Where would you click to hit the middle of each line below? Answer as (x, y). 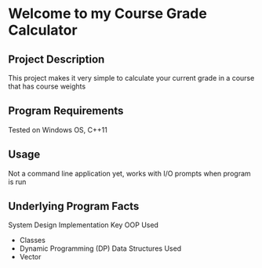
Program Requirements (66, 111)
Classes (32, 241)
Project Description (56, 59)
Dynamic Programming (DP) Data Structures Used (100, 248)
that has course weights (47, 86)
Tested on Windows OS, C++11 (58, 129)
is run (17, 182)
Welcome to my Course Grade (108, 14)
